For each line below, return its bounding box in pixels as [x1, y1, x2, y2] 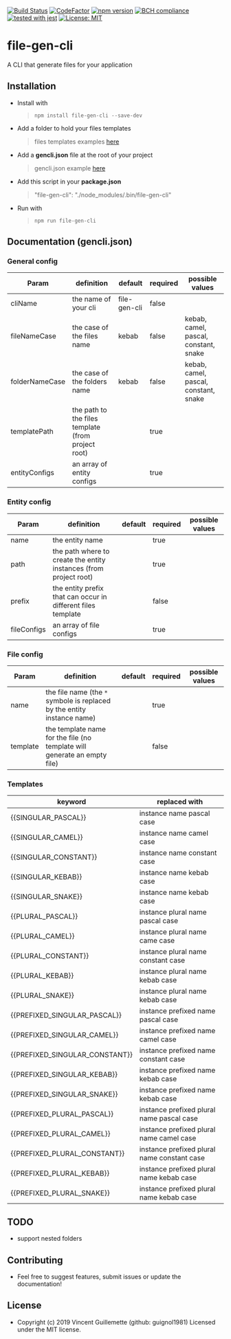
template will [45, 742, 87, 751]
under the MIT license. [16, 1325, 81, 1334]
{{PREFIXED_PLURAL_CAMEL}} [10, 1129, 111, 1139]
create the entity [52, 555, 106, 564]
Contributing [7, 1254, 63, 1266]
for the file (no [45, 733, 91, 742]
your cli [71, 303, 96, 313]
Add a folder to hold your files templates [16, 124, 131, 132]
